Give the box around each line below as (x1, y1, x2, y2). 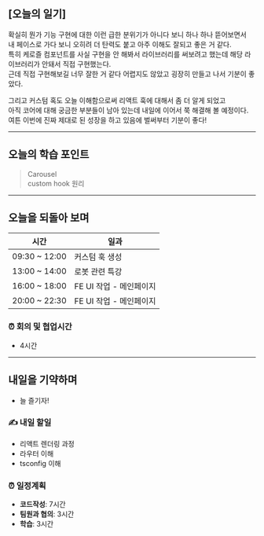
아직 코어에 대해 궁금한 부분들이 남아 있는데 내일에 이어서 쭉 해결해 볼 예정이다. (8, 105, 249, 115)
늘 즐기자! (19, 395, 49, 405)
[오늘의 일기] (8, 7, 67, 21)
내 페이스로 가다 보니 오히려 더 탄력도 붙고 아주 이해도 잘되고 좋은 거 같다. (8, 39, 232, 49)
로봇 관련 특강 (74, 266, 123, 277)
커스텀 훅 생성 (74, 251, 123, 262)
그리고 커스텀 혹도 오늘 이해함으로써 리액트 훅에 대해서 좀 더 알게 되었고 (8, 95, 226, 105)
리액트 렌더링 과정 (19, 439, 75, 448)
